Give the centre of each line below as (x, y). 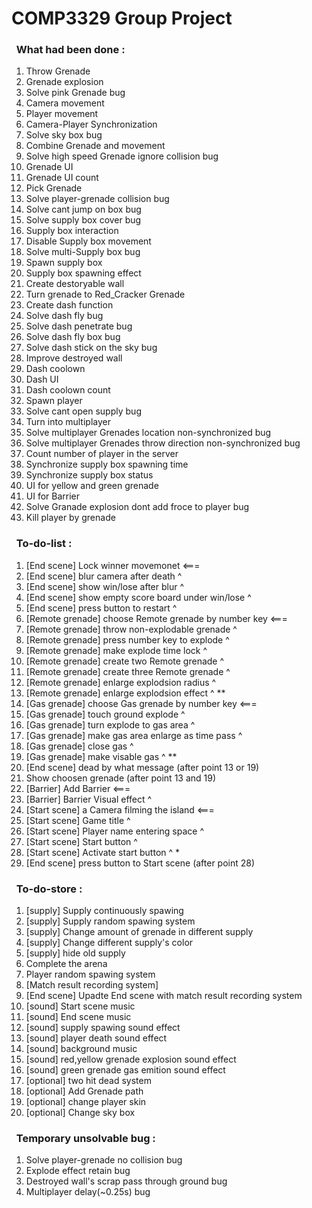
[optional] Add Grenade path (84, 1091)
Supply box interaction (72, 231)
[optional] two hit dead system (88, 1081)
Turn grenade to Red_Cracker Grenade (105, 294)
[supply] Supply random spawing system (110, 921)
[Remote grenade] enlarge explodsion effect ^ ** (125, 693)
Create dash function (69, 305)
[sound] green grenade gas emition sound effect (125, 1070)
